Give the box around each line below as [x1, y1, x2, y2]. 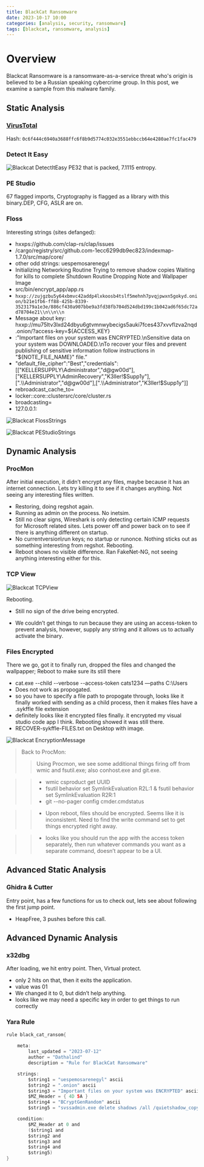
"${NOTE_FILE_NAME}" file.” [15, 353, 87, 360]
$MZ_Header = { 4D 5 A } [28, 1093, 88, 1099]
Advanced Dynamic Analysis [6, 933, 118, 944]
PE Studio [6, 179, 36, 187]
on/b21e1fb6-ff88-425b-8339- [15, 298, 89, 304]
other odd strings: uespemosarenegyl [15, 259, 109, 267]
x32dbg [6, 951, 30, 959]
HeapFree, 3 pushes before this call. [15, 915, 106, 922]
